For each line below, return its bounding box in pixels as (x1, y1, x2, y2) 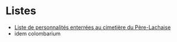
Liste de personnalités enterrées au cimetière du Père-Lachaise (14, 24, 171, 31)
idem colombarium (14, 30, 61, 37)
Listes (5, 4, 36, 18)
